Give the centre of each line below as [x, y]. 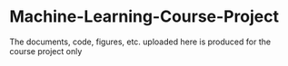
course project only [46, 51]
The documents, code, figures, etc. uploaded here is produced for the [140, 42]
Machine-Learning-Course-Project [144, 17]
